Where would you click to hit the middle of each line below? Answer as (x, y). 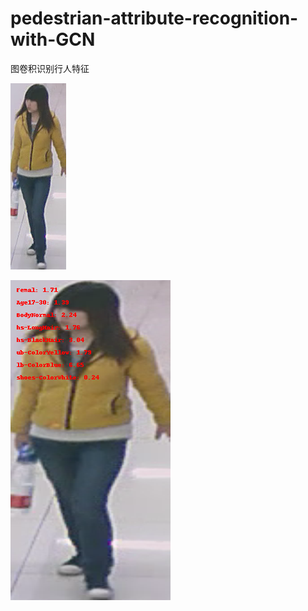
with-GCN (53, 39)
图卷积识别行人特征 (50, 68)
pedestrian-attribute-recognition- (154, 18)
